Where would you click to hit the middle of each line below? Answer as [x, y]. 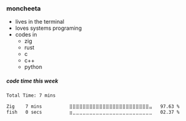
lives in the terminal [40, 22]
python [33, 67]
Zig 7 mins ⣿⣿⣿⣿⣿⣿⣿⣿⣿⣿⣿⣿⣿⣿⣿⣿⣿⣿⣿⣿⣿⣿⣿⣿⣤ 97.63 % [93, 107]
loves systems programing [48, 28]
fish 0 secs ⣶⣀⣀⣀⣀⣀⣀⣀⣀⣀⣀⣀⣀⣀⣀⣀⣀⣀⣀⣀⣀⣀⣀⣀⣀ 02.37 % [93, 112]
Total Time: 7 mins [31, 95]
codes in [26, 35]
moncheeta [24, 9]
